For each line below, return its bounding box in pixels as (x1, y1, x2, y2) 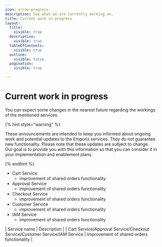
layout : (5, 20, 21, 26)
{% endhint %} (5, 161, 35, 166)
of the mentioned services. (5, 112, 59, 118)
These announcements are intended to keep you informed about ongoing (5, 131, 151, 136)
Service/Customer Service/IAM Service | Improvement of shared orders (5, 231, 148, 237)
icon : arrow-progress (5, 7, 49, 12)
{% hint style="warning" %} (5, 121, 61, 127)
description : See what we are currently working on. (5, 12, 114, 16)
